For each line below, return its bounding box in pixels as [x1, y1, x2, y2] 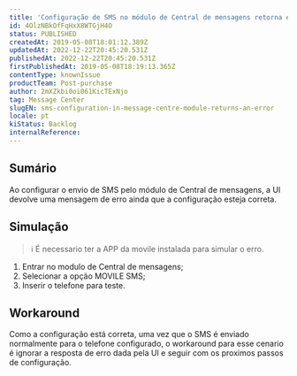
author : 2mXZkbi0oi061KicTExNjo [9, 87, 128, 96]
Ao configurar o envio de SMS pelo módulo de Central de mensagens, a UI [9, 184, 281, 195]
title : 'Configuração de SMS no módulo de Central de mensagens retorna [9, 12, 283, 22]
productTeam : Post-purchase [9, 79, 113, 88]
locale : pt [9, 111, 49, 120]
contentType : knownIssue [9, 71, 101, 80]
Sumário [9, 161, 57, 176]
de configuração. [9, 357, 72, 368]
